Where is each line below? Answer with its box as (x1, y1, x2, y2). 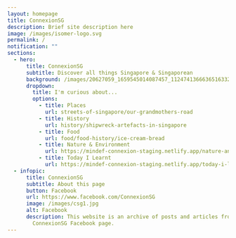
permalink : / (7, 37, 46, 44)
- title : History (38, 115, 90, 122)
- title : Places (38, 102, 86, 109)
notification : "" (7, 43, 58, 50)
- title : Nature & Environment (38, 142, 131, 149)
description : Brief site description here (7, 23, 133, 30)
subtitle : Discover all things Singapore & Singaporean (25, 69, 193, 76)
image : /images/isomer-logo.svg (7, 30, 102, 37)
